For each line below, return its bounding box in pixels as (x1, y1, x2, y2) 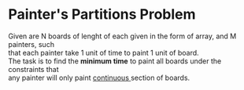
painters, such (8, 39, 55, 49)
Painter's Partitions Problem (8, 5, 196, 23)
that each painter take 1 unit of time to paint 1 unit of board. (8, 48, 199, 57)
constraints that (8, 64, 59, 74)
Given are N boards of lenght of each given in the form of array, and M (8, 31, 237, 41)
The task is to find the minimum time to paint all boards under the (8, 56, 222, 66)
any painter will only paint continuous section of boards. (8, 73, 190, 82)
